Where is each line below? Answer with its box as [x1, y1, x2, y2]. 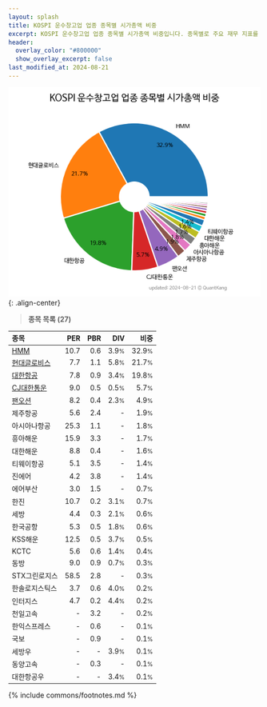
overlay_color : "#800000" [15, 46, 102, 55]
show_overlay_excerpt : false [15, 55, 113, 63]
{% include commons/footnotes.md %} [8, 690, 137, 700]
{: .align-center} [8, 298, 62, 307]
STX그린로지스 [11, 571, 58, 581]
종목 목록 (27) [27, 314, 72, 324]
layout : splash [8, 13, 59, 21]
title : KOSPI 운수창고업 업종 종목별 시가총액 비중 [8, 21, 157, 30]
